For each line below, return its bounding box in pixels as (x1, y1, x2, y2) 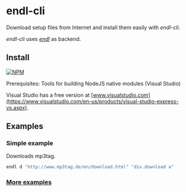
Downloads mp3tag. (6, 153, 56, 160)
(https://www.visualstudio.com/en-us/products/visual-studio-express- (6, 97, 179, 105)
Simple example (6, 139, 53, 147)
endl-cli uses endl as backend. (6, 35, 81, 42)
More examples (6, 178, 52, 187)
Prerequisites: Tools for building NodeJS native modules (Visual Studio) (6, 80, 181, 87)
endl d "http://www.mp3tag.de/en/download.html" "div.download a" (6, 164, 174, 170)
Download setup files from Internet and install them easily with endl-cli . (6, 24, 181, 31)
